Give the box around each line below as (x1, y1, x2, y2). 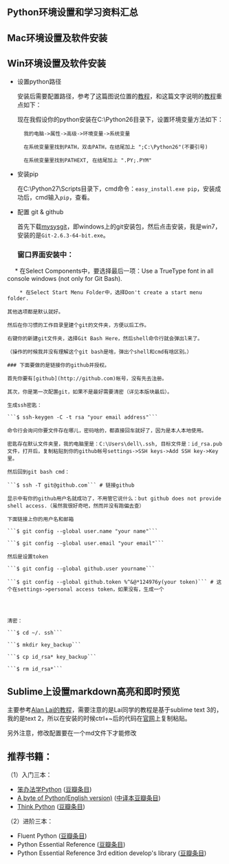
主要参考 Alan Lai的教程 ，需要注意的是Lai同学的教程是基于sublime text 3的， (7, 705, 223, 714)
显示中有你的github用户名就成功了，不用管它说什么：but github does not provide (7, 495, 221, 502)
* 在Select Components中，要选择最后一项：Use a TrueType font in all (14, 266, 214, 275)
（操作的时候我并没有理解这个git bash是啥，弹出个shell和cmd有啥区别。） (7, 348, 193, 355)
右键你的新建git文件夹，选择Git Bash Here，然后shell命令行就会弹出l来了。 (7, 335, 203, 342)
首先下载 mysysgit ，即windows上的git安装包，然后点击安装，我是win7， (17, 222, 221, 231)
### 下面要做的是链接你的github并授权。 (7, 361, 110, 368)
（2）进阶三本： (7, 816, 54, 825)
